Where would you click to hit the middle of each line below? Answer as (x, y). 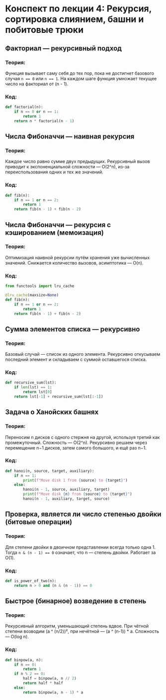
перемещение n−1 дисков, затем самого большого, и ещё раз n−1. (76, 448)
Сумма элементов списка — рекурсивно (73, 329)
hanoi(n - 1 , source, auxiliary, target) (67, 490)
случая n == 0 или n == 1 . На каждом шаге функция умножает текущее (81, 78)
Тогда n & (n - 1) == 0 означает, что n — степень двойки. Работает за (81, 552)
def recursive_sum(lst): (31, 383)
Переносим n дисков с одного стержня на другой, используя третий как (83, 437)
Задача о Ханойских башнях (52, 412)
